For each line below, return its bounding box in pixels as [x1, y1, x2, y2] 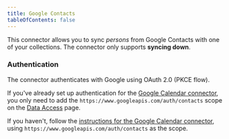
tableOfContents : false [7, 17, 76, 23]
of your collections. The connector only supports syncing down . [7, 43, 191, 51]
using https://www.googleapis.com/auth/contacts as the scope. [7, 124, 188, 132]
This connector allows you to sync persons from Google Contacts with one [7, 35, 220, 43]
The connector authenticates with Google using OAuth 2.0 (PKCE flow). [7, 75, 210, 83]
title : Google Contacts [7, 10, 76, 17]
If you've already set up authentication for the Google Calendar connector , [7, 89, 219, 97]
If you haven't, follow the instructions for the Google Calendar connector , [7, 116, 215, 125]
